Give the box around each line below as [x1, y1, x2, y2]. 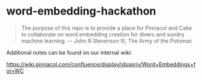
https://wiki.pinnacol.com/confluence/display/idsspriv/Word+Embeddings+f [6, 61, 196, 68]
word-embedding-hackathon [6, 4, 157, 18]
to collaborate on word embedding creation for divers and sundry [21, 30, 185, 38]
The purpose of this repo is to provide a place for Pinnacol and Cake [21, 24, 192, 32]
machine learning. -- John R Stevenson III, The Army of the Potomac [21, 37, 192, 44]
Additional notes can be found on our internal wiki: [6, 48, 132, 56]
